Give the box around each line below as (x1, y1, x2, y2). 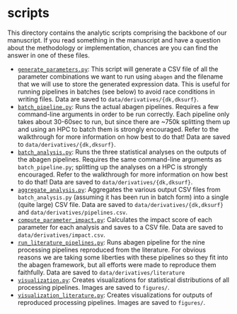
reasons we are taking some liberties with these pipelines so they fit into (17, 253, 229, 262)
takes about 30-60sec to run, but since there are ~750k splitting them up (17, 117, 231, 125)
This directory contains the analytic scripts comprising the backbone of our (7, 28, 228, 37)
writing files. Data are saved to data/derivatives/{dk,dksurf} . (17, 94, 200, 103)
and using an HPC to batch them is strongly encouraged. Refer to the (17, 125, 219, 133)
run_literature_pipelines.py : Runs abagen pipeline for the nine (17, 237, 205, 246)
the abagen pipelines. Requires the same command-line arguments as (17, 155, 222, 164)
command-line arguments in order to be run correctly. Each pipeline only (17, 110, 230, 118)
